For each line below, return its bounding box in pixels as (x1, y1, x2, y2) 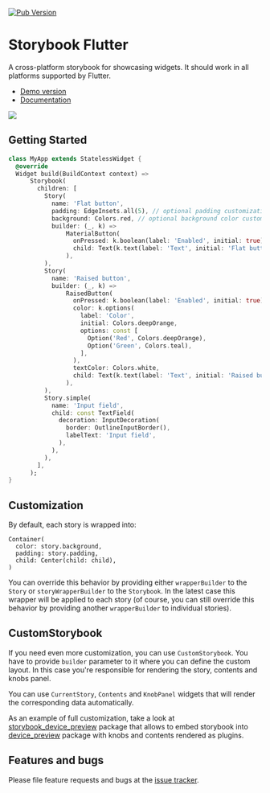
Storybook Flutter (8, 36, 129, 54)
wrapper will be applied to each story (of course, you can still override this (8, 595, 255, 605)
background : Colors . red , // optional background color (51, 214, 239, 223)
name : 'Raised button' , (51, 274, 131, 282)
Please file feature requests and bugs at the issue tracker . (8, 775, 199, 784)
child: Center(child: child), (15, 557, 117, 565)
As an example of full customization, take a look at (8, 713, 175, 723)
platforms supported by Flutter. (8, 71, 111, 80)
